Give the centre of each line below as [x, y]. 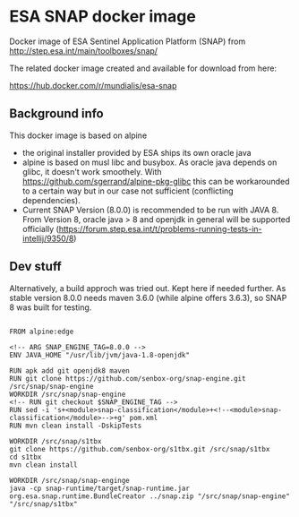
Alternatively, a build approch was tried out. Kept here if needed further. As [148, 288]
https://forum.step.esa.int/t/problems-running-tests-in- [160, 228]
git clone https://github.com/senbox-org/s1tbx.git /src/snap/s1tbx [140, 449]
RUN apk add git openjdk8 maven [69, 371]
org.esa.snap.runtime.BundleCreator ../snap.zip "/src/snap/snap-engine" [150, 496]
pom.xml [144, 418]
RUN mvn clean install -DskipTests [76, 426]
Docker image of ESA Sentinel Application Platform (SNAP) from [128, 41]
